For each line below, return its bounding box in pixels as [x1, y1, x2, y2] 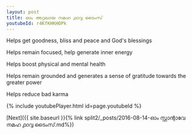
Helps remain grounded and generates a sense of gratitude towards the [6, 72, 187, 80]
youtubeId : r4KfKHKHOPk [6, 20, 67, 26]
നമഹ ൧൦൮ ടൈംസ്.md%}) [6, 121, 74, 129]
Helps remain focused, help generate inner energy [6, 49, 133, 56]
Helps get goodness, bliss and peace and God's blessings [6, 37, 152, 44]
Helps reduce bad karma [6, 91, 69, 98]
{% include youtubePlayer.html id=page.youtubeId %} [6, 102, 142, 110]
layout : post [6, 9, 40, 15]
